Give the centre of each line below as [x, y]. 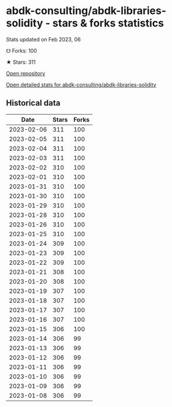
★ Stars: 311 [21, 62]
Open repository [26, 73]
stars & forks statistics [108, 23]
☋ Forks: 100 [22, 50]
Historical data [33, 103]
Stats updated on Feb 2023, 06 [43, 39]
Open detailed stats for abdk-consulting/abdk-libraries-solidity [81, 84]
